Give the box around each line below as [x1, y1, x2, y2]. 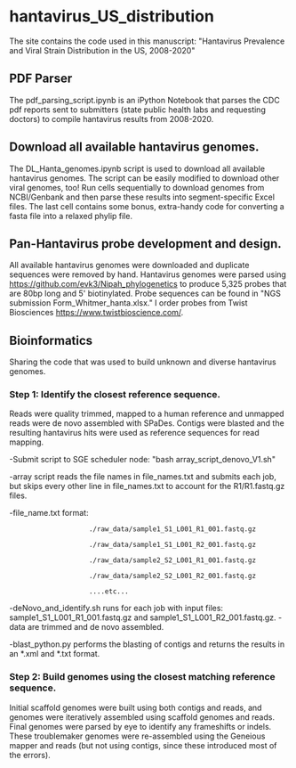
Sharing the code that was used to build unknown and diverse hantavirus [9, 356, 277, 367]
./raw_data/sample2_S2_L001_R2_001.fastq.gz [88, 572, 256, 581]
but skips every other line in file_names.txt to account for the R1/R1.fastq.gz [9, 481, 285, 492]
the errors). [9, 749, 51, 760]
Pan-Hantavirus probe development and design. [9, 236, 282, 251]
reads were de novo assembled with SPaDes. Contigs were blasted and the [9, 418, 284, 429]
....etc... [88, 587, 129, 596]
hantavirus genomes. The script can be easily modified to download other [9, 172, 280, 184]
